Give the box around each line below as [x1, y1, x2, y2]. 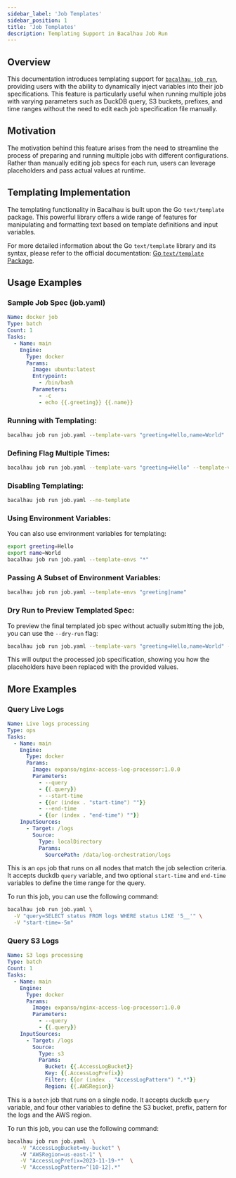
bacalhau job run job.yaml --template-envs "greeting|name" [7, 589, 188, 596]
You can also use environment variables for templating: [7, 530, 167, 538]
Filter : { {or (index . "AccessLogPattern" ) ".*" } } [44, 1077, 197, 1084]
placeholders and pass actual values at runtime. [7, 166, 146, 175]
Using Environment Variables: [7, 513, 111, 523]
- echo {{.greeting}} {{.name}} [38, 399, 133, 406]
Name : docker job [7, 314, 58, 321]
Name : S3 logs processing [7, 952, 83, 959]
